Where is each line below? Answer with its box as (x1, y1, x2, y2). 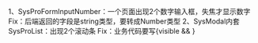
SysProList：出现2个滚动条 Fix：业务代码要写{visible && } (8, 27, 195, 35)
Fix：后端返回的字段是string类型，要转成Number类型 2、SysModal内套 (8, 16, 240, 26)
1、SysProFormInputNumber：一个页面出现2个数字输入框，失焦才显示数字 (8, 7, 251, 16)
